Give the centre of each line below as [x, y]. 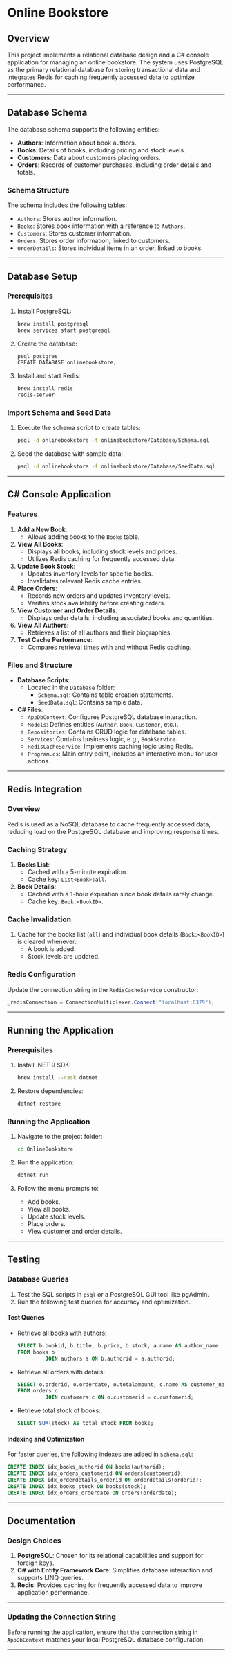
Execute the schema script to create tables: [79, 428]
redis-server [36, 395]
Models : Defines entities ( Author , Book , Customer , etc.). [103, 725]
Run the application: [46, 1162]
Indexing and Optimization [46, 1439]
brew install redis [45, 389]
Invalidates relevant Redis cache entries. [85, 581]
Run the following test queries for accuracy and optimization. [104, 1302]
